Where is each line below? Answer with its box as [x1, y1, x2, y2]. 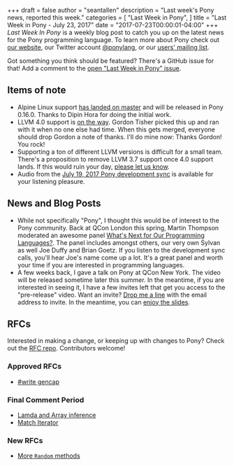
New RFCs [7, 435, 43, 445]
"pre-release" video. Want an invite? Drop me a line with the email [17, 290, 207, 299]
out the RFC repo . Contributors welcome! [7, 344, 126, 353]
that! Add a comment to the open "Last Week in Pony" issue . [7, 64, 182, 72]
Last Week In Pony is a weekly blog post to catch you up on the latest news [7, 28, 224, 36]
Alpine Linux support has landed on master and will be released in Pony [17, 103, 224, 111]
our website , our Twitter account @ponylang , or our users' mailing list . [7, 43, 210, 51]
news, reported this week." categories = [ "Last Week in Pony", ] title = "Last [7, 13, 227, 22]
